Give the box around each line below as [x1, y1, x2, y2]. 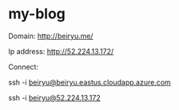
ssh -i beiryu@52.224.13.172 [8, 92, 101, 102]
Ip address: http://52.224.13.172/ [8, 46, 114, 56]
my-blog [8, 5, 66, 23]
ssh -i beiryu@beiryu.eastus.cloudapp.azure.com [8, 77, 172, 87]
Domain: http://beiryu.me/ [8, 31, 93, 41]
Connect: [8, 61, 38, 72]
